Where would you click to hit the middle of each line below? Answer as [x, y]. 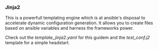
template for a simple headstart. [37, 43]
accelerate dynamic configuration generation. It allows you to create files [79, 23]
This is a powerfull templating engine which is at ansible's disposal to [75, 18]
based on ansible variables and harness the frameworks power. [69, 28]
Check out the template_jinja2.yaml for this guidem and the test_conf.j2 [78, 37]
